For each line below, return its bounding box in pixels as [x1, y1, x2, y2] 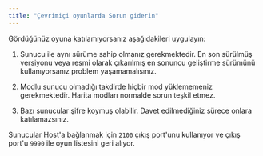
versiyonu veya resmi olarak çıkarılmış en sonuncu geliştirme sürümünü [19, 58, 256, 67]
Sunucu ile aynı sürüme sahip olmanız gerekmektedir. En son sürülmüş [19, 49, 253, 58]
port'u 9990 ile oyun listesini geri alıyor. [8, 138, 136, 148]
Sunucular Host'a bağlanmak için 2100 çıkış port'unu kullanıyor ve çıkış [8, 130, 241, 139]
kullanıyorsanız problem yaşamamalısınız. [19, 66, 157, 76]
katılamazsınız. [19, 114, 70, 124]
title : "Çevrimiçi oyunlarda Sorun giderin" [8, 11, 159, 20]
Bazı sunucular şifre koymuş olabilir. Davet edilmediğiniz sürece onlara [19, 106, 253, 115]
